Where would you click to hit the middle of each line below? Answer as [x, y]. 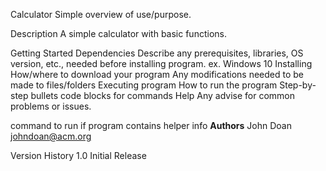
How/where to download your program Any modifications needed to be [157, 74]
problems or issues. [51, 106]
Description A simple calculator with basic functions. [118, 33]
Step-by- [298, 85]
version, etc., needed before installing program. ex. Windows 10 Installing [161, 63]
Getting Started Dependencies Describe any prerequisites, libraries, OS [157, 53]
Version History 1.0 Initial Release [78, 155]
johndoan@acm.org [51, 136]
